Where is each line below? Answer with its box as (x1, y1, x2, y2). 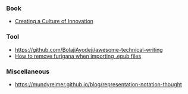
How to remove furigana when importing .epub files (14, 52, 142, 59)
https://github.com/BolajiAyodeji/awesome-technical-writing (14, 46, 163, 53)
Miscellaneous (6, 67, 49, 76)
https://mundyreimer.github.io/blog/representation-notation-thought (14, 80, 183, 87)
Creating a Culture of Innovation (14, 18, 94, 25)
